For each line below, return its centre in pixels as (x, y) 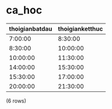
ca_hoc (24, 10)
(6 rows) (16, 101)
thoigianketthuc (80, 29)
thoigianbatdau (31, 29)
